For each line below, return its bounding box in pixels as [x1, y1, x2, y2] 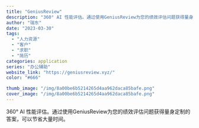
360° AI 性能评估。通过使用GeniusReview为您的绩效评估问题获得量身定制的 [6, 108, 191, 115]
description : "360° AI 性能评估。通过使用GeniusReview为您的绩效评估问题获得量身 [6, 14, 194, 20]
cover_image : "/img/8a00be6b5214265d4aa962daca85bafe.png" [6, 91, 155, 97]
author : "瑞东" [6, 20, 42, 25]
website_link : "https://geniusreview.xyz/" [6, 69, 115, 75]
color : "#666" [6, 75, 41, 81]
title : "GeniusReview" [6, 8, 62, 15]
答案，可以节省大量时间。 [6, 115, 69, 122]
